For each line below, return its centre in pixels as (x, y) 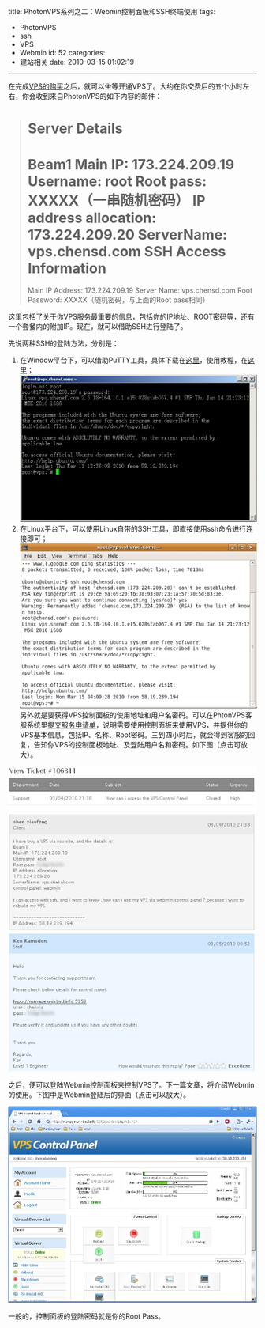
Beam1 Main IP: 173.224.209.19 (131, 165)
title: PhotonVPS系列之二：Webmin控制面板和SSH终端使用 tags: (112, 11)
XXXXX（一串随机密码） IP (116, 201)
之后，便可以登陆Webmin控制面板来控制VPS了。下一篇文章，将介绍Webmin (131, 1084)
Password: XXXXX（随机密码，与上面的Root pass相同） (118, 300)
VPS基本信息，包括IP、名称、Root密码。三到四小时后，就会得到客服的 (134, 735)
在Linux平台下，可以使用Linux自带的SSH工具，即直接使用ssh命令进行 (133, 528)
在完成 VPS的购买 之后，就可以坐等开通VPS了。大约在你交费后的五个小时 (125, 86)
